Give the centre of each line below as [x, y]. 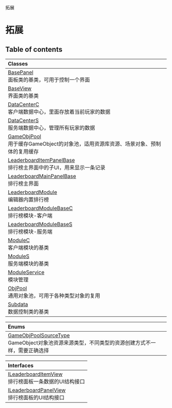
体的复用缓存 [24, 151]
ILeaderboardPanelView [37, 390]
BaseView [20, 88]
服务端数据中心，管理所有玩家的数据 [52, 128]
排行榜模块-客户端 [30, 216]
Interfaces [21, 365]
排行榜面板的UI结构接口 [36, 397]
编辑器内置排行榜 [29, 200]
